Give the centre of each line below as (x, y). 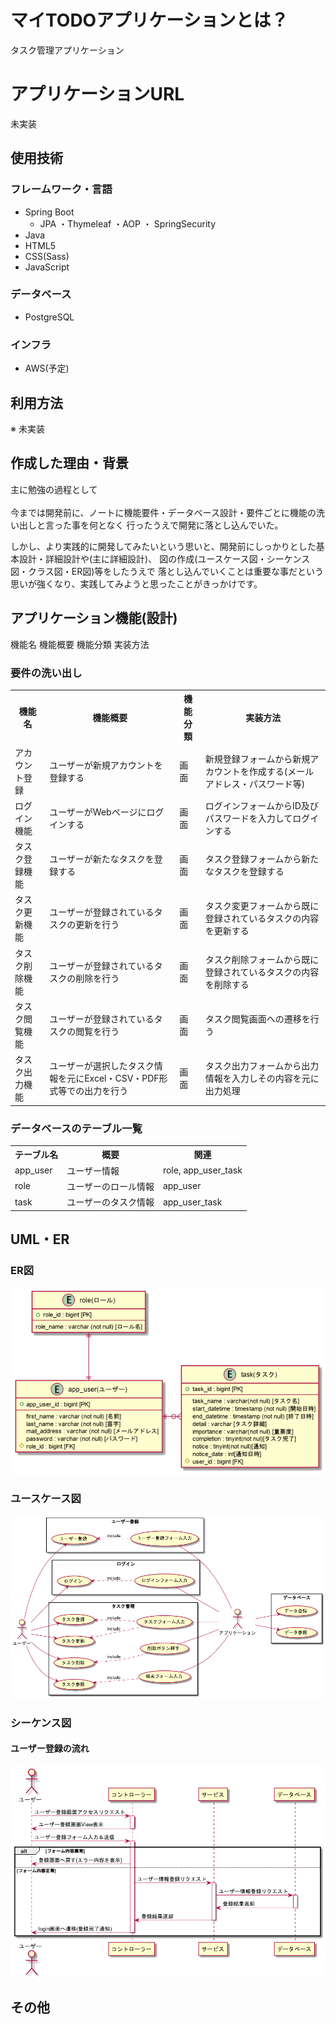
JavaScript (47, 267)
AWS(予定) (47, 368)
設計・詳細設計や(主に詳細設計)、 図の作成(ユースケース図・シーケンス (164, 558)
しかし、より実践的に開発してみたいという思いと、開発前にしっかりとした (163, 546)
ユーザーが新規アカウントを (106, 765)
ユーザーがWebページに (98, 812)
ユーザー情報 (93, 1170)
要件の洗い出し (46, 673)
